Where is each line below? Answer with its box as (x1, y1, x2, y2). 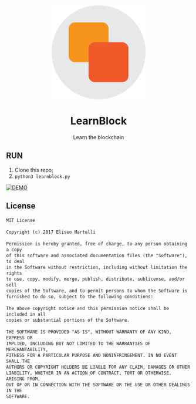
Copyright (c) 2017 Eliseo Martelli (6, 229, 96, 235)
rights (6, 270, 22, 276)
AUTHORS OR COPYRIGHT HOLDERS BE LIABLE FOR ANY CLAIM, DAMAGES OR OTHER (6, 364, 191, 370)
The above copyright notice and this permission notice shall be (6, 305, 169, 311)
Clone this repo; (14, 166, 54, 173)
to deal (6, 258, 25, 264)
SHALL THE (6, 358, 31, 364)
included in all (6, 311, 46, 317)
